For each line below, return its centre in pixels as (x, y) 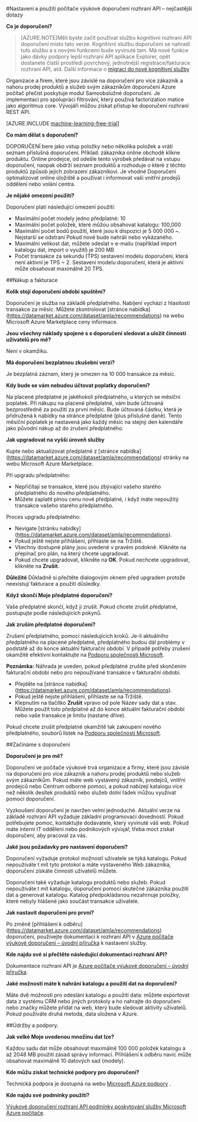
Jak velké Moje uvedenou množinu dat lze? (60, 1037)
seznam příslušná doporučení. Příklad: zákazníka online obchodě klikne (93, 153)
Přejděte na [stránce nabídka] (51, 684)
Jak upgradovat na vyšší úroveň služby (55, 440)
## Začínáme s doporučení (38, 745)
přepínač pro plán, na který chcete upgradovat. (72, 553)
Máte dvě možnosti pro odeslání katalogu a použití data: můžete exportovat (98, 995)
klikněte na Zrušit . (37, 566)
